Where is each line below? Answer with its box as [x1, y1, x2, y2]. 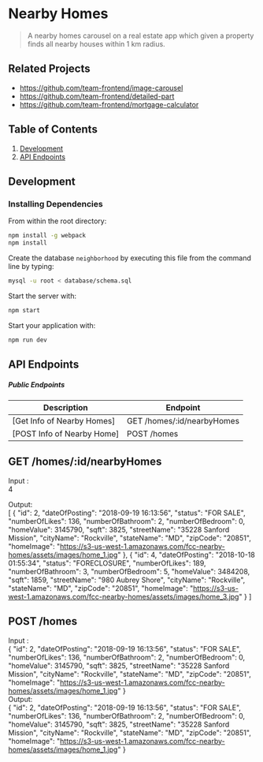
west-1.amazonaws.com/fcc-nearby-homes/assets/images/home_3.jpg [8, 592, 239, 601]
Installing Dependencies [8, 198, 104, 209]
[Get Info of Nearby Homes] [12, 415, 116, 426]
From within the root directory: [8, 216, 107, 226]
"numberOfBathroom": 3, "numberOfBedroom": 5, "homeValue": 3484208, [8, 566, 250, 576]
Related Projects [8, 62, 91, 76]
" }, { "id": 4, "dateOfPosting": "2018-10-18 [117, 550, 256, 559]
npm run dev [8, 336, 47, 344]
